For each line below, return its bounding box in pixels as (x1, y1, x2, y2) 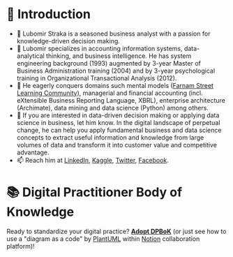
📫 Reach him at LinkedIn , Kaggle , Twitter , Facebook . (16, 156, 169, 164)
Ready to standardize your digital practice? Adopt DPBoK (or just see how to (6, 227, 227, 235)
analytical (16, 52, 45, 60)
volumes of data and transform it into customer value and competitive (16, 140, 218, 149)
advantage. (16, 148, 50, 156)
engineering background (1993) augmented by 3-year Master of (16, 59, 202, 67)
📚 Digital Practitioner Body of (6, 184, 183, 200)
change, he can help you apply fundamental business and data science (16, 126, 222, 134)
